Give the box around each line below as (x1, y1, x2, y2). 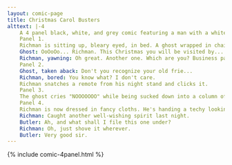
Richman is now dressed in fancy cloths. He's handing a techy (19, 106, 206, 113)
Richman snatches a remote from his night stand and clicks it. (19, 80, 209, 87)
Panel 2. (19, 61, 45, 68)
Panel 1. (19, 36, 45, 43)
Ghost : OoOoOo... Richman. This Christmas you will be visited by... (19, 49, 224, 56)
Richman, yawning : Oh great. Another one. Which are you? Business (19, 55, 217, 62)
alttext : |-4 (7, 23, 45, 30)
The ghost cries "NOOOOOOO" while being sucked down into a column (19, 93, 217, 100)
